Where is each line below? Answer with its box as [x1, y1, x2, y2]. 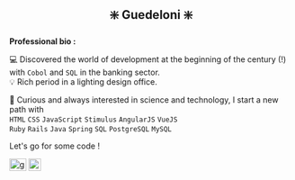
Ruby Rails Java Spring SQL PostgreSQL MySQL [9, 124, 173, 133]
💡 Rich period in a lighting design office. [9, 76, 157, 87]
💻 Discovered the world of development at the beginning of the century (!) [9, 53, 287, 65]
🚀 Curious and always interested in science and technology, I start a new [9, 94, 279, 105]
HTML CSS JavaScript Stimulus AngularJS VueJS [9, 115, 178, 124]
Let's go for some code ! [9, 140, 101, 151]
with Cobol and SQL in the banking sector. [9, 67, 160, 77]
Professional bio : [9, 35, 76, 47]
